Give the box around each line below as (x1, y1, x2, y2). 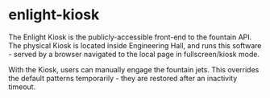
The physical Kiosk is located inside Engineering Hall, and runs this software (8, 40, 262, 50)
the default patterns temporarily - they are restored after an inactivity (8, 73, 238, 83)
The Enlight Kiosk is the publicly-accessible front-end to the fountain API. (8, 32, 252, 42)
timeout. (8, 82, 36, 92)
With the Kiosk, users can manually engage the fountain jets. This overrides (8, 64, 260, 74)
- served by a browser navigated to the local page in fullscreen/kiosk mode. (8, 49, 260, 59)
